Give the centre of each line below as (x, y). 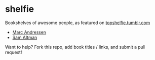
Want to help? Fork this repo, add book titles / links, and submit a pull (75, 47)
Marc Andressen (29, 32)
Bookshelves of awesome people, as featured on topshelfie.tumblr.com (77, 23)
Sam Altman (25, 37)
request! (14, 52)
